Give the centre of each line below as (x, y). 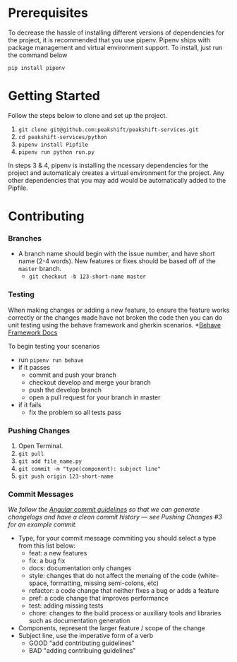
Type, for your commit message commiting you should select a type (117, 538)
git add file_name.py (50, 461)
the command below (38, 55)
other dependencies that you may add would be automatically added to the (117, 180)
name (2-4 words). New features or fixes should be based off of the (117, 261)
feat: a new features (58, 553)
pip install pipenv (37, 68)
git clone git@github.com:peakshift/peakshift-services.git (108, 130)
